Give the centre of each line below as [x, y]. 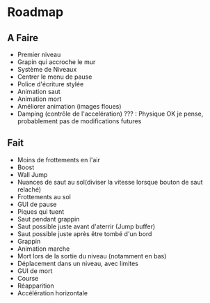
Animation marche [43, 249]
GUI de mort [35, 271]
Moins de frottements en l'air [59, 160]
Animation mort [39, 99]
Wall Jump [32, 174]
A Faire [23, 38]
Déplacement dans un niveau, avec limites [78, 263]
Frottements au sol [44, 196]
